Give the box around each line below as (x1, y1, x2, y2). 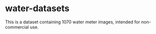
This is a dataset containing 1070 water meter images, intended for (5, 19, 140, 25)
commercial (5, 24, 29, 30)
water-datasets (5, 3, 70, 14)
